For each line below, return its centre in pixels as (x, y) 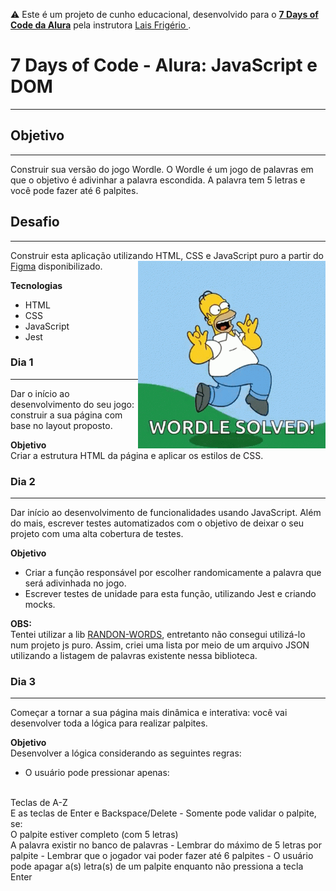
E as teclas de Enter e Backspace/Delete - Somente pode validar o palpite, (163, 813)
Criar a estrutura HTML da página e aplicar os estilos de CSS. (137, 455)
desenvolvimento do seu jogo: (72, 404)
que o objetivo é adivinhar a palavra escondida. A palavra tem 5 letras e (158, 180)
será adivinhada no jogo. (75, 583)
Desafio (35, 222)
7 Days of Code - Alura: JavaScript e (164, 65)
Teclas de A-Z (39, 803)
